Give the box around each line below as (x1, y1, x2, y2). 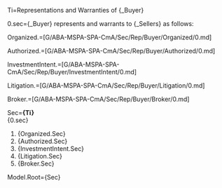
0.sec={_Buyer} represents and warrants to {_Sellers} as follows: (7, 20, 194, 27)
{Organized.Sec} (17, 130, 66, 137)
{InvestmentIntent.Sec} (17, 145, 85, 153)
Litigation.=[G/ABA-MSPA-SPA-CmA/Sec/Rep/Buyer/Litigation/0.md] (7, 81, 205, 90)
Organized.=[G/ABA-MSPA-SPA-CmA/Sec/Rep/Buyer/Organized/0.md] (7, 33, 212, 41)
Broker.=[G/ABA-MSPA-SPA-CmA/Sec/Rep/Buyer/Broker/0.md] (7, 95, 190, 103)
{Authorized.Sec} (17, 137, 68, 145)
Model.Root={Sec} (7, 173, 61, 181)
